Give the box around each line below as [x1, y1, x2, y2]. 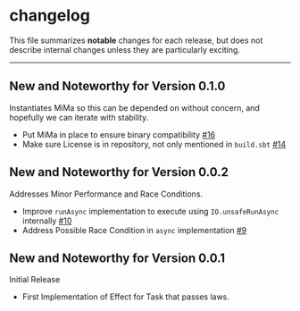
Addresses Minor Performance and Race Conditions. [9, 189, 204, 199]
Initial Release [9, 274, 61, 285]
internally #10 [21, 215, 72, 226]
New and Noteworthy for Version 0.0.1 [9, 250, 226, 265]
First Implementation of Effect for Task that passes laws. [21, 291, 230, 302]
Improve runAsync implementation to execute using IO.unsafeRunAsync [21, 206, 279, 216]
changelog [9, 5, 91, 26]
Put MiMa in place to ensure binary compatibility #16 [21, 129, 216, 139]
